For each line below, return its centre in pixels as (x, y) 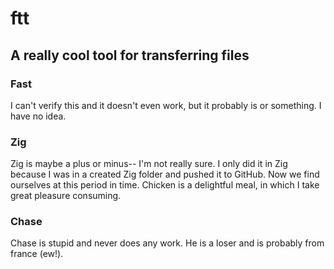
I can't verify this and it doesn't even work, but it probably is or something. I (166, 105)
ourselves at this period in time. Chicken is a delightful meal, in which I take (165, 185)
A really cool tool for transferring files (130, 55)
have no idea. (38, 116)
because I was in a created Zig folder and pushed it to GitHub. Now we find (165, 174)
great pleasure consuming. (66, 196)
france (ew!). (37, 254)
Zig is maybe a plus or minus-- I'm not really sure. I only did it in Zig (149, 164)
